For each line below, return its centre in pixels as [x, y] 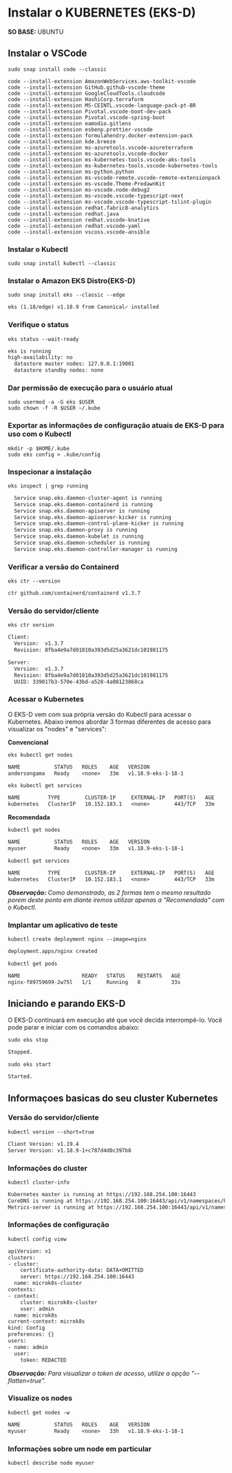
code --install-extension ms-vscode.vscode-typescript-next [96, 196]
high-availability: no [40, 357]
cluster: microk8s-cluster [59, 1302]
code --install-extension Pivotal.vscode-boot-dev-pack [89, 112]
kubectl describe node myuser [51, 1463]
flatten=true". [27, 1380]
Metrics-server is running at [51, 1207]
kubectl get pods [33, 963]
